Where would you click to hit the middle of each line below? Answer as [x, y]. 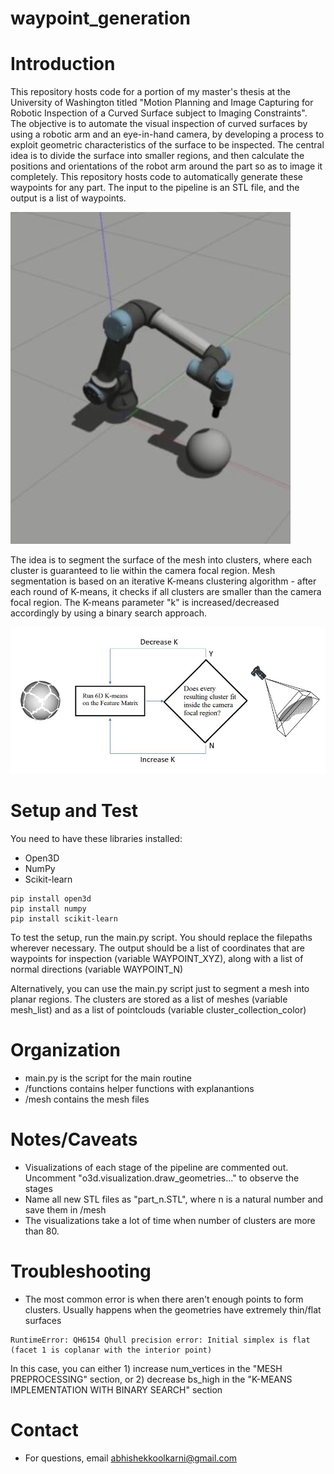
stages [38, 1188]
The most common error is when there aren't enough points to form [164, 1299]
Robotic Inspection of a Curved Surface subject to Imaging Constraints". [159, 113]
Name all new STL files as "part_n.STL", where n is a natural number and [174, 1199]
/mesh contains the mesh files [87, 1099]
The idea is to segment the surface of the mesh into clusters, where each [161, 560]
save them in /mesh [65, 1209]
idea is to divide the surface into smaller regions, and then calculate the [157, 156]
